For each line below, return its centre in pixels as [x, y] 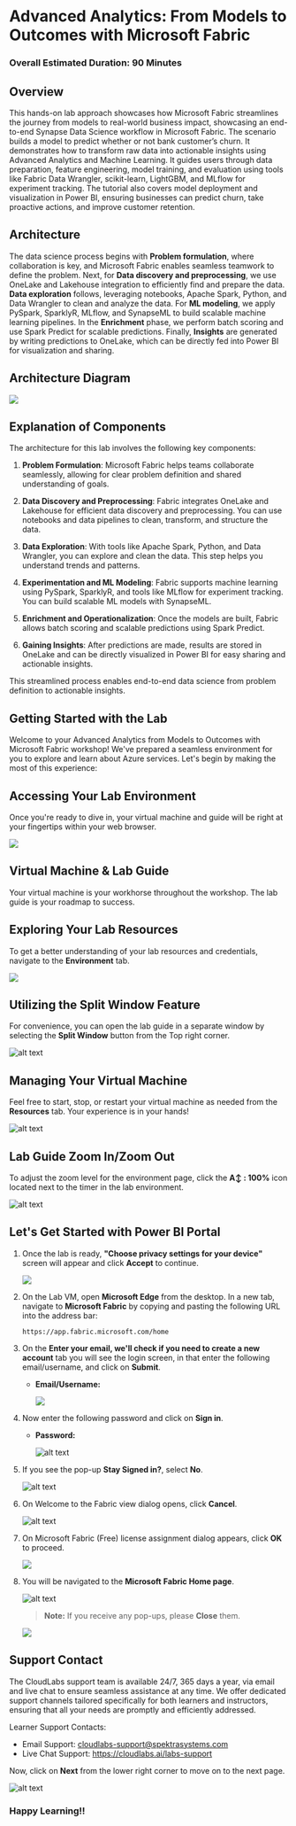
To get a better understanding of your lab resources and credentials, [133, 951]
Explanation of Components [87, 427]
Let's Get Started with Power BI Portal [115, 1232]
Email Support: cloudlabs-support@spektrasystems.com [125, 1744]
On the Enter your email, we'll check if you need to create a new [141, 1348]
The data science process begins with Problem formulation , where [132, 256]
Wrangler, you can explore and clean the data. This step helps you [142, 556]
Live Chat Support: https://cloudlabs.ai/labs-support [117, 1753]
